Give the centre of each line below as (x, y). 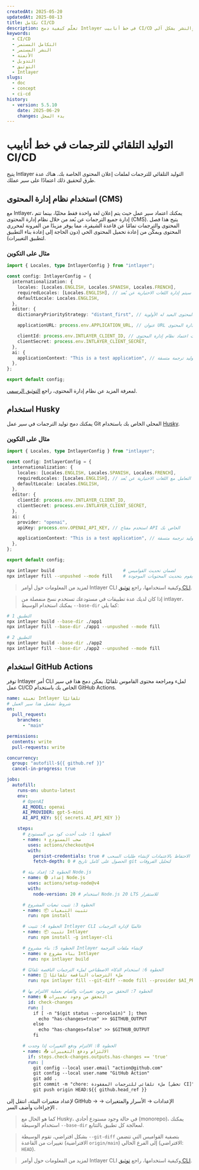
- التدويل (24, 61)
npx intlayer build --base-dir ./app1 (54, 621)
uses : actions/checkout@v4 (61, 845)
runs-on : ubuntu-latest (47, 790)
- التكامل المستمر (35, 45)
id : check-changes (50, 1002)
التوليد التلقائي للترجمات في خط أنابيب (90, 145)
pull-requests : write (39, 747)
